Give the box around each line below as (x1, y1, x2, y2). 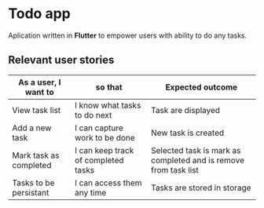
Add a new (12, 122, 52, 133)
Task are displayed (150, 104, 221, 115)
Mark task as (12, 150, 60, 161)
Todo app (8, 5, 71, 23)
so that (95, 82, 123, 93)
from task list (150, 164, 199, 175)
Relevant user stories (8, 53, 115, 67)
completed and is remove (150, 155, 245, 166)
